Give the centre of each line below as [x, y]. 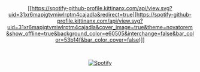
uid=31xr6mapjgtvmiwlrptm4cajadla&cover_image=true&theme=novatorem [100, 27]
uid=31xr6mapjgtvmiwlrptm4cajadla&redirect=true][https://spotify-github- [100, 15]
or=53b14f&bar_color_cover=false [97, 40]
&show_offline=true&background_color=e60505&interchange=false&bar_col [100, 33]
